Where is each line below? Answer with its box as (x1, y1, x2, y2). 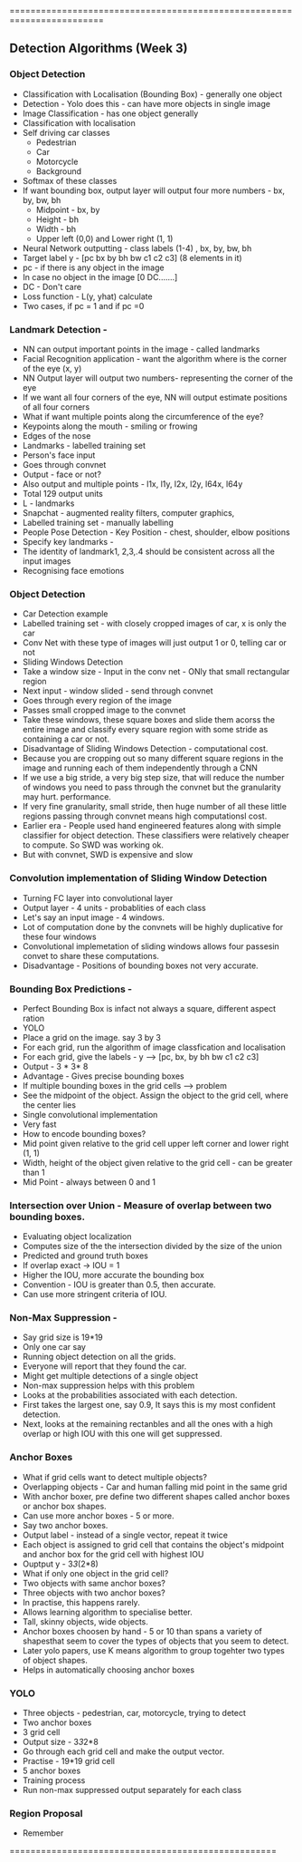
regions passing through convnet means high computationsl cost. (22, 810, 268, 821)
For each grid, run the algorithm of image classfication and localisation (22, 1042, 287, 1052)
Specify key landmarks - (22, 536, 115, 547)
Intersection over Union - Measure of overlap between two (9, 1198, 272, 1211)
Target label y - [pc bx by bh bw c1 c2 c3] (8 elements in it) (22, 252, 242, 263)
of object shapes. (22, 1654, 89, 1665)
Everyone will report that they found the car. (22, 1361, 187, 1372)
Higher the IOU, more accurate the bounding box (22, 1270, 205, 1281)
